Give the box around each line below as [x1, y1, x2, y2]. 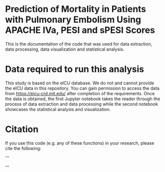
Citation [5, 124, 39, 135]
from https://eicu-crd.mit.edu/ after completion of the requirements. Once [5, 90, 155, 96]
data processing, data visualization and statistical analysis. [5, 46, 124, 52]
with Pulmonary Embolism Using [5, 14, 141, 25]
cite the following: [5, 145, 41, 151]
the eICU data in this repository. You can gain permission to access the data [5, 85, 160, 91]
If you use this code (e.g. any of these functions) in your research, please [5, 140, 155, 146]
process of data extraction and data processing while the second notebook [5, 101, 158, 107]
